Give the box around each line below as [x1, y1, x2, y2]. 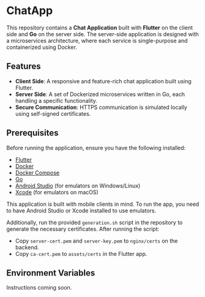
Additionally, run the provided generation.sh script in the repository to [6, 219, 183, 226]
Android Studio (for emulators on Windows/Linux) [15, 182, 141, 189]
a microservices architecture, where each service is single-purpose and [6, 37, 188, 44]
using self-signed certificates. [15, 110, 91, 117]
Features [6, 61, 41, 72]
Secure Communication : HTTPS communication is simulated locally [15, 103, 188, 111]
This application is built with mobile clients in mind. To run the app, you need [6, 200, 199, 208]
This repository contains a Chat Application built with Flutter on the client [6, 24, 193, 31]
